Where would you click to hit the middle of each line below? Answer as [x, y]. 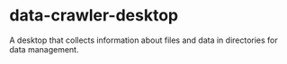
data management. [44, 49]
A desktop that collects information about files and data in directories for [144, 40]
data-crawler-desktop [94, 16]
